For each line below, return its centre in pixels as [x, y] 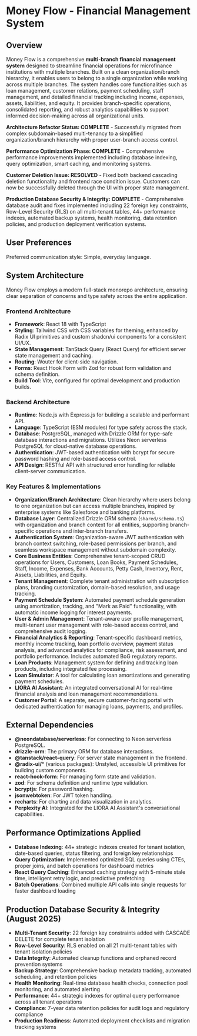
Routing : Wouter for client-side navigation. [66, 362]
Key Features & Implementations [54, 487]
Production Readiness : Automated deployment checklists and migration [102, 1020]
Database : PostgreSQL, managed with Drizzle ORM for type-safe [94, 434]
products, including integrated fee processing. [71, 668]
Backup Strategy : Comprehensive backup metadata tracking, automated [103, 970]
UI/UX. [23, 343]
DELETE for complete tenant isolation [60, 939]
